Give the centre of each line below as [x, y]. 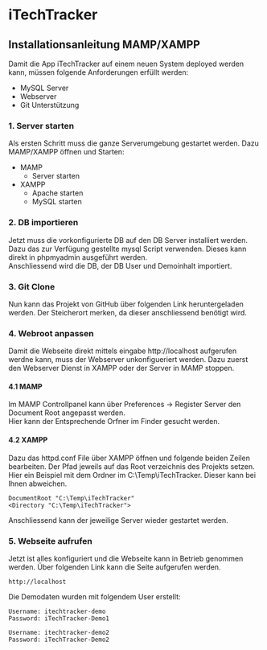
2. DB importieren [43, 223]
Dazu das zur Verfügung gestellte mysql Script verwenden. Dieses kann [127, 249]
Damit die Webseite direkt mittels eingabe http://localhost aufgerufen [123, 351]
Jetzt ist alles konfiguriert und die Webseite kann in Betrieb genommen [126, 558]
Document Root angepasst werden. [67, 413]
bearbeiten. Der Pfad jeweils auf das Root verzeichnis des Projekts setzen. [131, 466]
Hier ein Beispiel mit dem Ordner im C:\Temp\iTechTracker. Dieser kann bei [132, 475]
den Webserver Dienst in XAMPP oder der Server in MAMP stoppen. [121, 368]
